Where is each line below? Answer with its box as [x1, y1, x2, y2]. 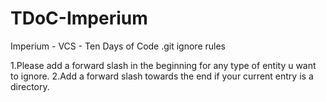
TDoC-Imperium [10, 7, 148, 30]
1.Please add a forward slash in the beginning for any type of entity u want [10, 59, 317, 71]
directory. [10, 80, 50, 92]
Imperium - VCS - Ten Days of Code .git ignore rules [10, 40, 226, 52]
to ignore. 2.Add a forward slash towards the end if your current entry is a [10, 70, 314, 82]
